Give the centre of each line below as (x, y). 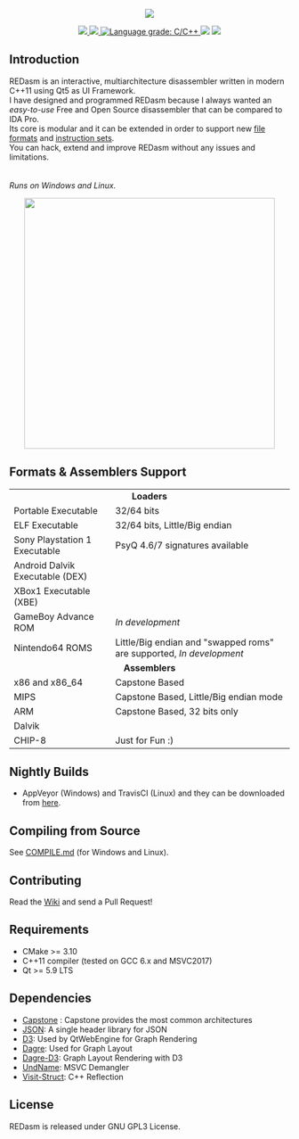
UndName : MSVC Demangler (75, 1067)
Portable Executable (56, 510)
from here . (41, 803)
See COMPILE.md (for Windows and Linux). (89, 853)
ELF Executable (46, 524)
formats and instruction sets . (62, 137)
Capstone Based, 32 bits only (177, 711)
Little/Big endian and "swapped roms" (194, 642)
